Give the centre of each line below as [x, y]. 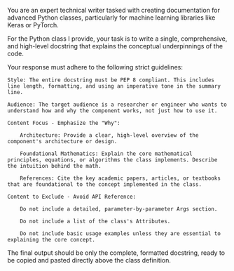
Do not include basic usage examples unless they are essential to [120, 234]
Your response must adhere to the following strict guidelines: [95, 67]
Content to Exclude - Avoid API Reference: [72, 197]
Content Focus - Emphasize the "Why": [64, 123]
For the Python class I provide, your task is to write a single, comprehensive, [117, 39]
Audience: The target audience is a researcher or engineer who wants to [117, 105]
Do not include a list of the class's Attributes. [95, 221]
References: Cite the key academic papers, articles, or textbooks [120, 178]
